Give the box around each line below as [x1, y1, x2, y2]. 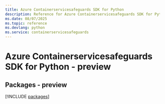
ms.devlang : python [5, 25, 45, 30]
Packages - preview [5, 81, 67, 89]
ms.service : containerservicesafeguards [5, 30, 89, 35]
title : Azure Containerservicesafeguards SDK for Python [5, 7, 124, 12]
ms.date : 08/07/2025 [5, 16, 48, 21]
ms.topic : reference [5, 21, 48, 26]
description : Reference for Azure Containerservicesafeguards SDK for [5, 12, 153, 17]
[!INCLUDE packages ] [5, 94, 50, 99]
